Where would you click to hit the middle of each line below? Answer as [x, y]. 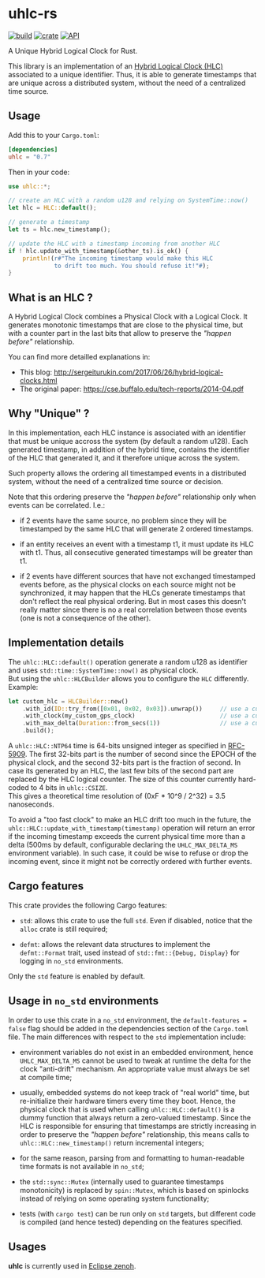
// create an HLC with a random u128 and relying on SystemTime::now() [128, 201]
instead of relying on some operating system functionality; [114, 1198]
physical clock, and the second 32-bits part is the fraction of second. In [125, 762]
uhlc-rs [33, 14]
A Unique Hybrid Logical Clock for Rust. [73, 50]
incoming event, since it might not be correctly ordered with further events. [130, 862]
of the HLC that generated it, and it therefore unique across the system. [124, 457]
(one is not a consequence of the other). [85, 618]
